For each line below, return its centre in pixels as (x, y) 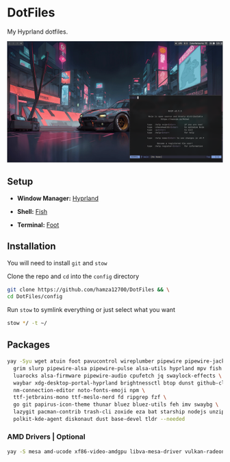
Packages (28, 344)
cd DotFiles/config (35, 297)
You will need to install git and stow (57, 263)
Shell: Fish (32, 211)
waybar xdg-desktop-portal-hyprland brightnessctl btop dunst (104, 383)
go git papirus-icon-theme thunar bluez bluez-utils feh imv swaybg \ (116, 405)
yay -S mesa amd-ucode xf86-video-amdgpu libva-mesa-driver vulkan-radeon (116, 452)
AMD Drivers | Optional (46, 437)
